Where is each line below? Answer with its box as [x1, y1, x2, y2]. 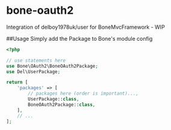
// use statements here [6, 58, 66, 64]
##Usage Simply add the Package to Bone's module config [6, 35, 153, 42]
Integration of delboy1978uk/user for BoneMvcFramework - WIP [6, 23, 166, 31]
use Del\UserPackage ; [6, 68, 61, 75]
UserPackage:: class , [28, 96, 79, 102]
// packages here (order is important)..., [28, 90, 138, 96]
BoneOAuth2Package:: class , [28, 101, 96, 108]
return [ [6, 79, 28, 86]
